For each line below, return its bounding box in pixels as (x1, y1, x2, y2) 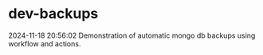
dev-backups (8, 5, 99, 23)
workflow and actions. (8, 38, 81, 48)
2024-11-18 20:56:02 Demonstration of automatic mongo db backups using (8, 31, 256, 40)
